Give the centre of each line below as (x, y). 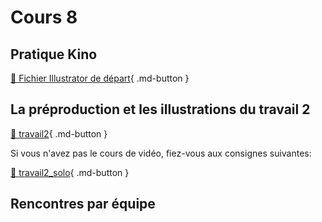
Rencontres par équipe (83, 204)
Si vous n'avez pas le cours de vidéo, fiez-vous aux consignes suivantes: (161, 153)
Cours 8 (44, 17)
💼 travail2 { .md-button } (59, 133)
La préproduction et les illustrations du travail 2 (160, 109)
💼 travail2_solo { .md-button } (70, 172)
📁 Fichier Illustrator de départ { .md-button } (100, 78)
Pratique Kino (54, 54)
